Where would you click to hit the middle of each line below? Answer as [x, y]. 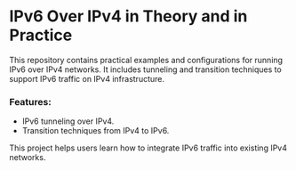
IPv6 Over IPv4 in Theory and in [128, 16]
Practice [41, 35]
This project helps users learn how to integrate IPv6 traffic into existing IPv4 [148, 148]
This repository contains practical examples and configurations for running [146, 60]
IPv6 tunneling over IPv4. [68, 121]
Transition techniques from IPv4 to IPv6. [96, 131]
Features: [30, 101]
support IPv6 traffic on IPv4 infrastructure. [87, 78]
